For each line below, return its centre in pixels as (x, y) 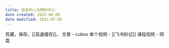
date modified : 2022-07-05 (34, 19)
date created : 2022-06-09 (32, 15)
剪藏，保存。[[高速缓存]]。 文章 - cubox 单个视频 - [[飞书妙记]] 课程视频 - (82, 34)
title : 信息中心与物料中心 (30, 10)
